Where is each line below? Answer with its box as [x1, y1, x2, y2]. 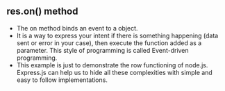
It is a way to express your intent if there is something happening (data [16, 31, 219, 40]
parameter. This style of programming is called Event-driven [16, 46, 189, 54]
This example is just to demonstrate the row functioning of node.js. [16, 60, 208, 69]
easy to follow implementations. [16, 76, 108, 84]
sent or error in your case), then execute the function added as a [16, 38, 202, 47]
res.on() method [6, 6, 78, 17]
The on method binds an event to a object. [16, 24, 138, 32]
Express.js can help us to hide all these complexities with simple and [16, 68, 212, 76]
